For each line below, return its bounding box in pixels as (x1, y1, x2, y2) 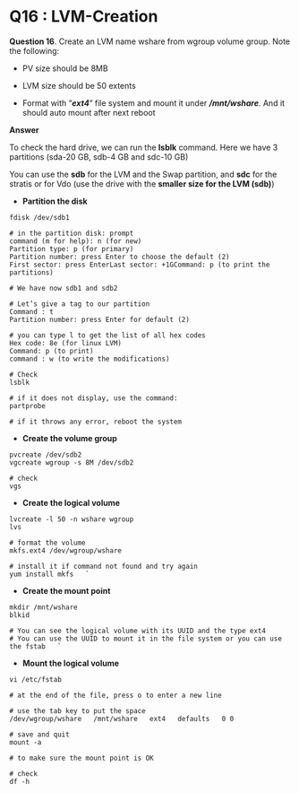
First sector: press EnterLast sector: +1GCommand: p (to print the (9, 260, 270, 269)
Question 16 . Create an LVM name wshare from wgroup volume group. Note (9, 36, 291, 47)
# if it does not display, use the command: (9, 393, 178, 403)
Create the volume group (21, 432, 118, 443)
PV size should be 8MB (21, 63, 109, 74)
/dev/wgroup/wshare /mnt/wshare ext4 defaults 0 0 (9, 714, 235, 723)
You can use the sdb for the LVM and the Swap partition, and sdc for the (9, 169, 278, 179)
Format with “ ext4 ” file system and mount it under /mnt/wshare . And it (21, 97, 285, 109)
